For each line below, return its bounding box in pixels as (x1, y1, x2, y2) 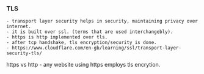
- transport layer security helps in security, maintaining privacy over (6, 18, 199, 24)
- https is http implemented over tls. (6, 34, 108, 40)
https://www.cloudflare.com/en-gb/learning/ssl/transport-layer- (12, 45, 182, 51)
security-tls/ (6, 50, 43, 56)
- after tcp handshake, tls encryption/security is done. (6, 40, 157, 46)
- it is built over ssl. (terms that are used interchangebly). (6, 29, 173, 35)
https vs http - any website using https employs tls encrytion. (6, 61, 161, 68)
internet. (6, 23, 32, 30)
